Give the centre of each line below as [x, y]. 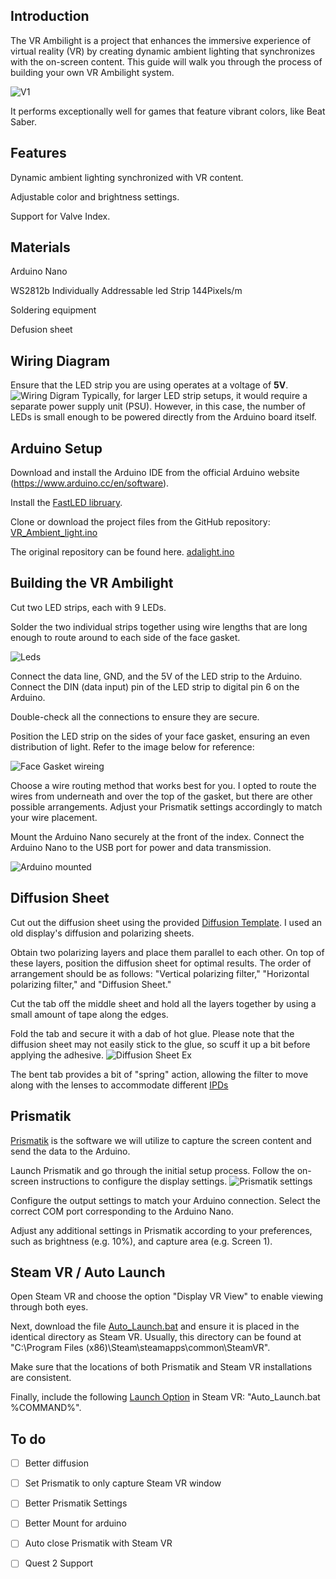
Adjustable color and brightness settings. [95, 196]
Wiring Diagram [60, 360]
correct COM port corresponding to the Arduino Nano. [122, 1211]
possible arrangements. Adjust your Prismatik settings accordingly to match [166, 806]
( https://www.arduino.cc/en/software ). [90, 483]
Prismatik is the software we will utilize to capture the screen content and [161, 1140]
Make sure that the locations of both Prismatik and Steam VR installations [161, 1367]
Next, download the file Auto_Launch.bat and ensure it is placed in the [155, 1326]
